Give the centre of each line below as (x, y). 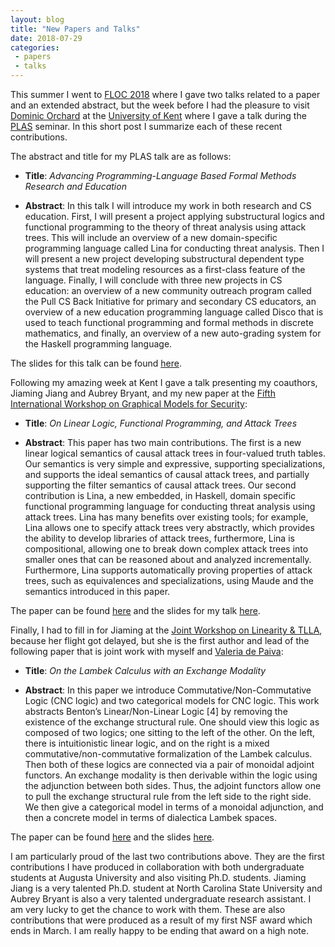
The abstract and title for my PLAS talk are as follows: (121, 156)
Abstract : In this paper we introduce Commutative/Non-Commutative (168, 690)
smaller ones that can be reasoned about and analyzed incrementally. (168, 559)
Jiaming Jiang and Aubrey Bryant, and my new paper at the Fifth (143, 393)
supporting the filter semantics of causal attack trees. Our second (160, 485)
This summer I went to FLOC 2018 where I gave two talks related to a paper (165, 94)
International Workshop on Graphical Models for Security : (129, 404)
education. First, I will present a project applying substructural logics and (174, 216)
